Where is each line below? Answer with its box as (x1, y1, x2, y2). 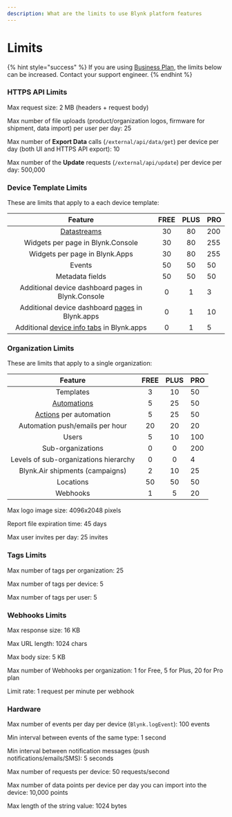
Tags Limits (7, 550, 47, 560)
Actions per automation (35, 410, 111, 420)
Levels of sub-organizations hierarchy (10, 455, 135, 465)
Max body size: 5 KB (7, 653, 66, 661)
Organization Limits (7, 343, 75, 353)
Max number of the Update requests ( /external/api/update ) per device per (7, 158, 222, 166)
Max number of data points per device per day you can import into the (7, 781, 207, 789)
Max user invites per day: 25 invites (7, 533, 108, 541)
